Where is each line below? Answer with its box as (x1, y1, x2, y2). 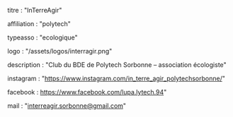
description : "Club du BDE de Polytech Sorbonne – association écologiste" (7, 61, 227, 69)
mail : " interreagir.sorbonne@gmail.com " (7, 101, 126, 110)
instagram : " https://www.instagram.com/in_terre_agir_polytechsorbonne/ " (7, 74, 225, 82)
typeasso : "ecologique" (7, 33, 78, 42)
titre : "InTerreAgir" (7, 6, 62, 14)
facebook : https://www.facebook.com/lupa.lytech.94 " (7, 88, 167, 96)
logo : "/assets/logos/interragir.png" (7, 47, 113, 55)
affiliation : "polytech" (7, 20, 71, 27)
